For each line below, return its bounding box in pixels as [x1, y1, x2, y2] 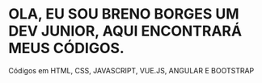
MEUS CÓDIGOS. [8, 39, 125, 57]
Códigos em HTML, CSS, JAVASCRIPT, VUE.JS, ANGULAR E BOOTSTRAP [8, 65, 255, 75]
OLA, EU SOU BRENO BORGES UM [8, 5, 240, 23]
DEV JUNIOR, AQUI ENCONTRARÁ [8, 22, 243, 40]
